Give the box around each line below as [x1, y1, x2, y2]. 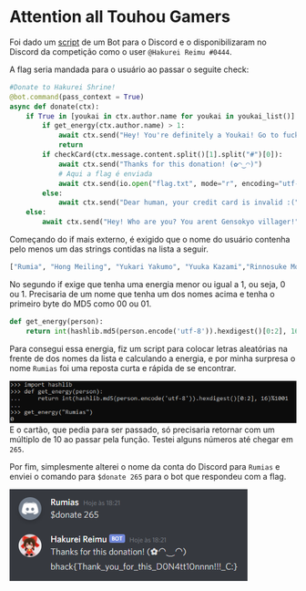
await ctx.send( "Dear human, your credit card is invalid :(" [57, 198, 300, 207]
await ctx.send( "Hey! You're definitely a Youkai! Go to [57, 130, 280, 140]
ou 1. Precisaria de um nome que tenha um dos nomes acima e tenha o [9, 288, 275, 299]
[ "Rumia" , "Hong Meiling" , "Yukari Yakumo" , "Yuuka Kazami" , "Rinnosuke [9, 263, 287, 272]
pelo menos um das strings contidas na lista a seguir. [9, 244, 209, 254]
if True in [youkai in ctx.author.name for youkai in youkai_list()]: [25, 111, 300, 120]
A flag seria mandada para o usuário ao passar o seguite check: [9, 64, 250, 75]
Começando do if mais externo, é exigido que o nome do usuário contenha [9, 234, 291, 245]
